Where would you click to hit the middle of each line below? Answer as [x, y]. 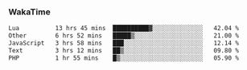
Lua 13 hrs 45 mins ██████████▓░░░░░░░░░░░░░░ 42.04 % [124, 29]
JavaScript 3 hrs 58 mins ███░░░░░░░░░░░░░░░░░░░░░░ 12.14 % [124, 43]
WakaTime [29, 12]
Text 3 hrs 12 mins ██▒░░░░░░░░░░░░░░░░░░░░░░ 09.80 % [124, 50]
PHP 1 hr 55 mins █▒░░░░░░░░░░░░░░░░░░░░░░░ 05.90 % [124, 58]
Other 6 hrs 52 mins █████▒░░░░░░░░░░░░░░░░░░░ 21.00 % [124, 36]
